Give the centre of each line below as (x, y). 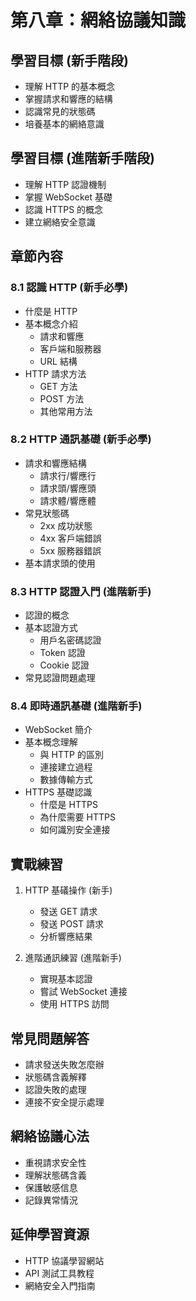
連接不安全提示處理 (64, 1102)
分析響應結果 (66, 937)
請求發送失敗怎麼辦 (64, 1065)
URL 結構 (58, 361)
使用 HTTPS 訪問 (74, 1004)
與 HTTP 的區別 (71, 755)
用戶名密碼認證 (70, 640)
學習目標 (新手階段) (69, 60)
